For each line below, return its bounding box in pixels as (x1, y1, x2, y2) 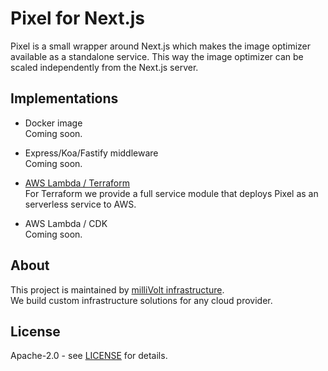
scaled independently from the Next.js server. (10, 61, 199, 73)
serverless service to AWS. (24, 198, 137, 210)
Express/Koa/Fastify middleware (24, 147, 159, 159)
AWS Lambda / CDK (24, 217, 108, 229)
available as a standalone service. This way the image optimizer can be (10, 50, 304, 62)
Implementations (10, 90, 119, 107)
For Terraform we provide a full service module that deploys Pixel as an (24, 187, 319, 199)
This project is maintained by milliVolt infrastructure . (10, 283, 225, 296)
